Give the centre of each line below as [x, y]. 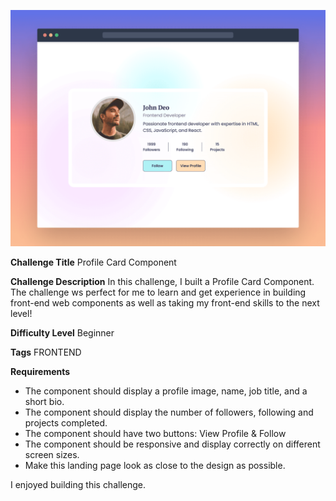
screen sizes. [52, 454]
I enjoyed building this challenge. [78, 484]
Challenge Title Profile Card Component [93, 262]
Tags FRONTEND [46, 352]
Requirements [40, 371]
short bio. [44, 401]
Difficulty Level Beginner [62, 333]
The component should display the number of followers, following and [169, 412]
